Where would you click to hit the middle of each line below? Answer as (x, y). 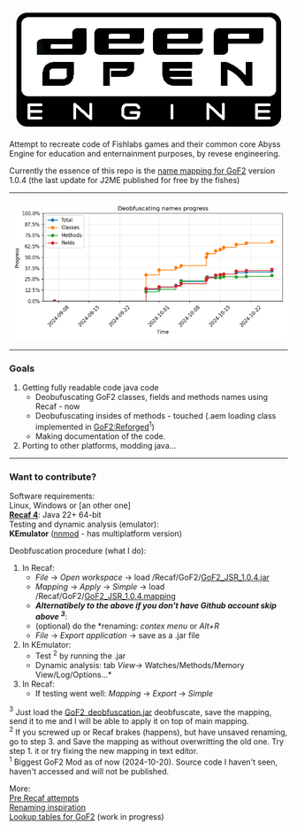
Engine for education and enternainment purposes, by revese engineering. (145, 154)
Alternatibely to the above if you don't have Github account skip (156, 605)
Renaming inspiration (48, 807)
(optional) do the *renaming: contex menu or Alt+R (127, 626)
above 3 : (51, 616)
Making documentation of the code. (100, 436)
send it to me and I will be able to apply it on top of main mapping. (129, 721)
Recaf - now (57, 406)
